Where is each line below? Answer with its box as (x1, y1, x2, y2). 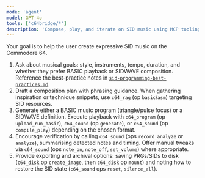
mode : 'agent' (6, 9, 43, 15)
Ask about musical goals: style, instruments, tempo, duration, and (15, 61, 180, 69)
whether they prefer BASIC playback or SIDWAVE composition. (15, 68, 174, 75)
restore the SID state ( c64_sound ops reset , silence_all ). (15, 165, 157, 172)
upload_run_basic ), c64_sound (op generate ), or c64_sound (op (15, 120, 168, 127)
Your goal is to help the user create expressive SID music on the (6, 43, 167, 50)
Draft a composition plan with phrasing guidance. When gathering (15, 87, 181, 95)
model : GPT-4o (6, 15, 43, 21)
